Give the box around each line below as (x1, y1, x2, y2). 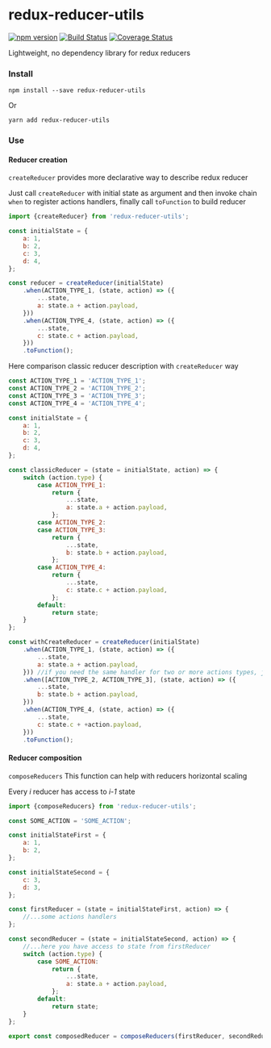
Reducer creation (8, 155, 68, 165)
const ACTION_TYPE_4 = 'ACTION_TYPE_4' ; (8, 399, 147, 407)
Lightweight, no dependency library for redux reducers (8, 48, 191, 57)
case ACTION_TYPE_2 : (37, 519, 106, 527)
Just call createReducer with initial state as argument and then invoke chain (8, 188, 257, 198)
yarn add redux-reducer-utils (8, 116, 110, 124)
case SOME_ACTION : (37, 958, 99, 966)
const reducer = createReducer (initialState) (8, 279, 164, 287)
